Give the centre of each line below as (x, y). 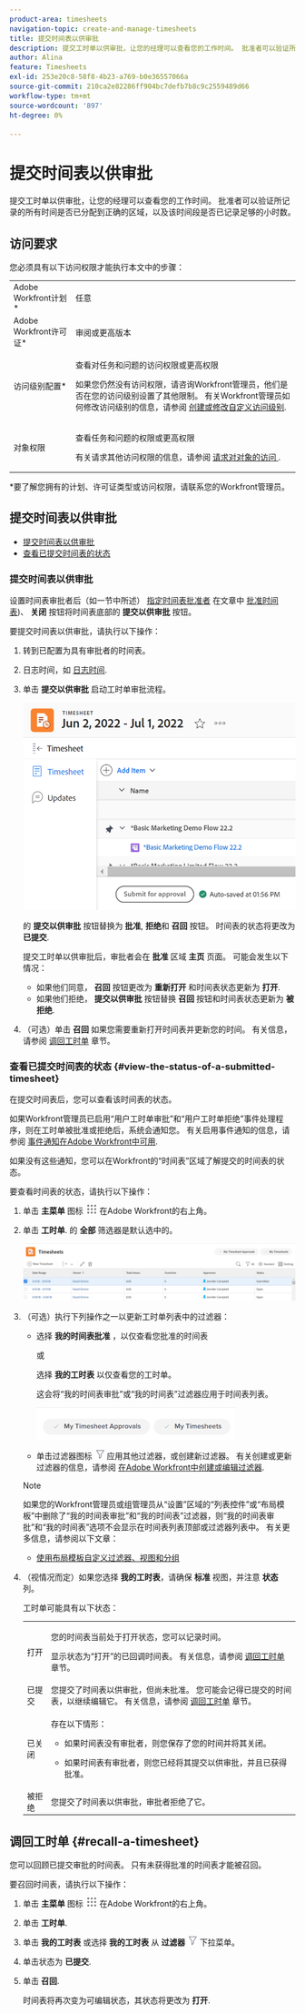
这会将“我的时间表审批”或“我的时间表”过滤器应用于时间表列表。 (155, 1394)
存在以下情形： (79, 1724)
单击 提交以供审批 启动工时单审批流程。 (96, 689)
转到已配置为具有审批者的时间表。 (86, 651)
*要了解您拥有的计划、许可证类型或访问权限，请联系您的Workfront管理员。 (150, 486)
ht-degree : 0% (36, 115)
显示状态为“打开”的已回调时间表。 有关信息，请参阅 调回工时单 (168, 1656)
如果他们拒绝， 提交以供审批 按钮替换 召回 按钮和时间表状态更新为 (160, 998)
